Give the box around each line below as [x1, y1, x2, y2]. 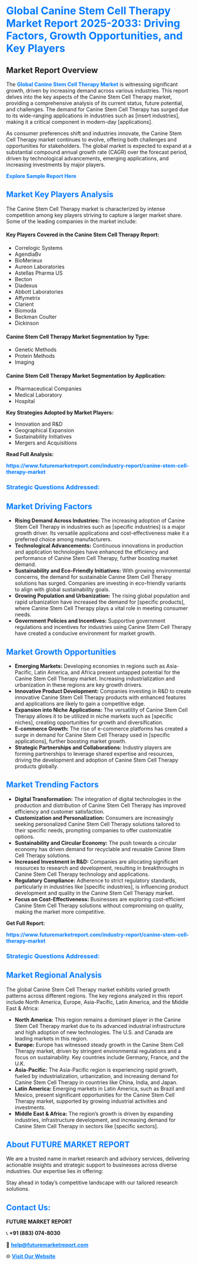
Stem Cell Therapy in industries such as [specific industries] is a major [14, 523, 186, 531]
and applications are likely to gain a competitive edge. [14, 700, 145, 707]
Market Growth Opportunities [6, 647, 116, 657]
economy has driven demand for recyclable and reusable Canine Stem [14, 845, 185, 852]
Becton [14, 276, 32, 283]
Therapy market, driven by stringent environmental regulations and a [14, 1047, 181, 1055]
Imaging [14, 358, 35, 366]
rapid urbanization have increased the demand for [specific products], [14, 598, 185, 605]
